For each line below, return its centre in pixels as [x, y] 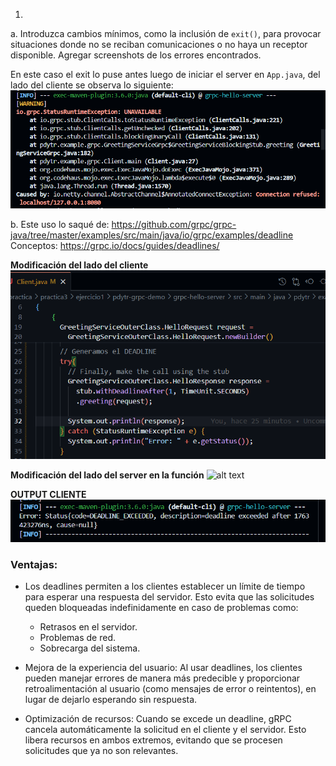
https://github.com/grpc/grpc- [174, 224]
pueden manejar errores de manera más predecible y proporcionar [162, 678]
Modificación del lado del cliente [79, 265]
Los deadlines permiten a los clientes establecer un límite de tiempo [165, 586]
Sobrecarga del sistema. [90, 648]
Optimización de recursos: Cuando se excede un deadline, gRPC [158, 718]
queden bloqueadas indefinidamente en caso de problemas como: [161, 607]
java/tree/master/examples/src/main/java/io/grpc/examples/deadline [152, 235]
